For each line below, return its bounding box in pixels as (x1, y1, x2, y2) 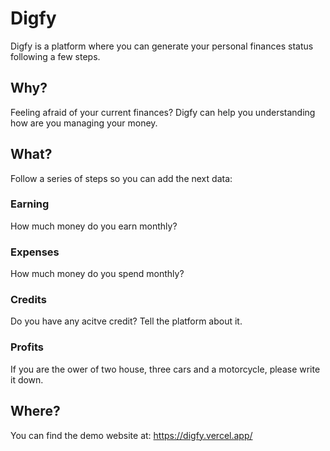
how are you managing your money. (10, 117, 158, 129)
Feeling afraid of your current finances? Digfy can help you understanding (10, 106, 316, 118)
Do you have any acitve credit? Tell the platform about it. (10, 315, 243, 327)
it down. (10, 373, 44, 386)
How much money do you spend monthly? (10, 268, 185, 280)
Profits (10, 340, 45, 354)
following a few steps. (10, 50, 101, 62)
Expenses (10, 245, 60, 259)
